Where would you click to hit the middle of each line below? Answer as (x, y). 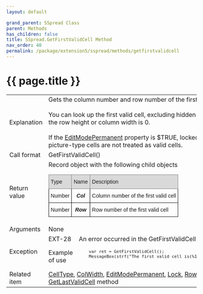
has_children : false (32, 34)
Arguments (25, 229)
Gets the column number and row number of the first (123, 99)
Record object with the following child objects (113, 164)
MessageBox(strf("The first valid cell (135, 256)
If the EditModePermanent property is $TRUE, (113, 137)
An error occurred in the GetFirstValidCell (137, 239)
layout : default (27, 12)
